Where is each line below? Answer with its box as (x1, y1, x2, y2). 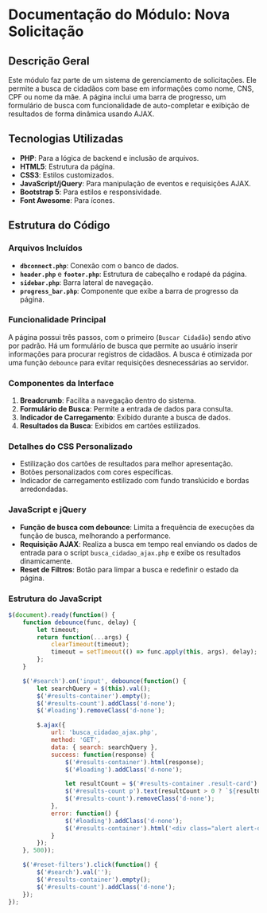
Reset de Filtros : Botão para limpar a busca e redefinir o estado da (19, 564, 239, 574)
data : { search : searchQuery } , (50, 743, 158, 751)
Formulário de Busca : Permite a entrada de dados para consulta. (19, 404, 234, 414)
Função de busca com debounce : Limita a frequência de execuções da (19, 522, 255, 532)
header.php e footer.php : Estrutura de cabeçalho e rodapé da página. (19, 269, 247, 279)
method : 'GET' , (50, 736, 102, 744)
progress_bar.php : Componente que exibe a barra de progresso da (19, 286, 238, 295)
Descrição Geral (8, 54, 90, 68)
